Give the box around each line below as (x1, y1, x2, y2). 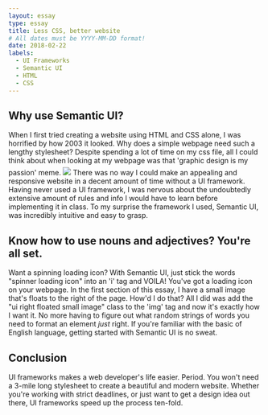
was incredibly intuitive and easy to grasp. (8, 211, 149, 220)
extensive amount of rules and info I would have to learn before (8, 194, 219, 203)
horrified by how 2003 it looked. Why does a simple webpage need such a (8, 138, 256, 149)
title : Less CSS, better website (8, 27, 121, 35)
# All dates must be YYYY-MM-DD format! (8, 34, 146, 43)
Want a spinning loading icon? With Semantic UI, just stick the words (8, 268, 236, 277)
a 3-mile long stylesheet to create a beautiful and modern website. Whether (8, 380, 260, 390)
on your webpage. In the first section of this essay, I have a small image (8, 285, 245, 294)
